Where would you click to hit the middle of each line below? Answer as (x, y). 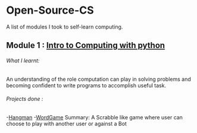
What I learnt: (23, 61)
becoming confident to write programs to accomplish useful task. (86, 85)
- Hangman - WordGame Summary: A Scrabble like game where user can (95, 117)
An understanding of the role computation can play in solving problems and (99, 79)
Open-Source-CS (50, 10)
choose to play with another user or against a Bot (66, 123)
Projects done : (25, 99)
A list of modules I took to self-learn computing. (65, 27)
